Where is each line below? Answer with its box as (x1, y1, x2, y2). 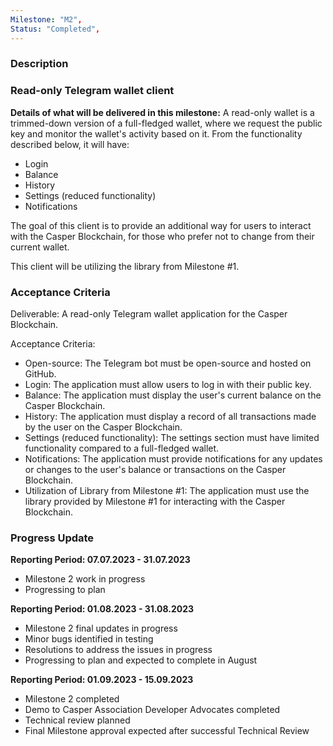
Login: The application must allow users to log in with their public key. (24, 379, 312, 391)
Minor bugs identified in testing (24, 633, 154, 645)
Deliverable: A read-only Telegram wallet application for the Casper (10, 308, 288, 320)
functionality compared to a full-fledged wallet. (24, 442, 220, 455)
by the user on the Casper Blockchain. (24, 421, 183, 433)
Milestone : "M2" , (10, 14, 83, 25)
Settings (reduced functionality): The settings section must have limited (24, 432, 320, 444)
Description (10, 57, 69, 71)
